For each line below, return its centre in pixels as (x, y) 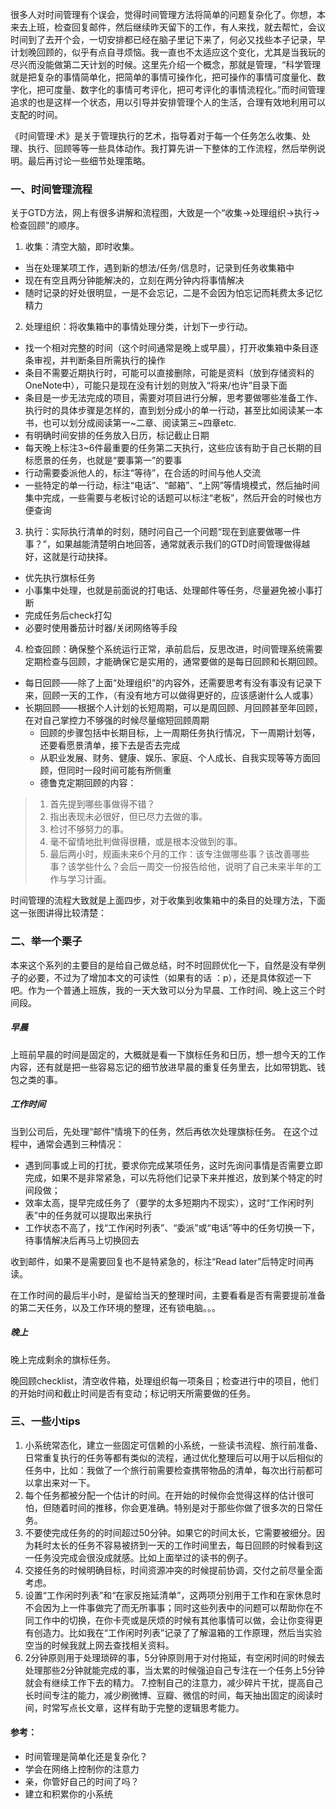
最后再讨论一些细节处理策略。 (89, 161)
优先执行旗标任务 (60, 578)
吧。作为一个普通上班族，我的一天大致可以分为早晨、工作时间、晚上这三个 (163, 990)
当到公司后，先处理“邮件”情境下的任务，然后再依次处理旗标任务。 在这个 (160, 1131)
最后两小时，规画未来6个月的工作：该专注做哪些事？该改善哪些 (179, 854)
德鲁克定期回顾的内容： (88, 783)
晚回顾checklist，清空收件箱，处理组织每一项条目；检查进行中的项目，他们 (164, 1380)
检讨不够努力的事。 (89, 829)
